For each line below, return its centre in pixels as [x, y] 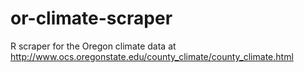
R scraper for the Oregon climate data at [93, 46]
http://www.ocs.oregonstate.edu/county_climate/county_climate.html [152, 56]
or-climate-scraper [91, 18]
